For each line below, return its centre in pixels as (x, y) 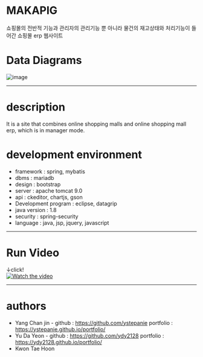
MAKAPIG (32, 11)
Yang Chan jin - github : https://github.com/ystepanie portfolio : (94, 323)
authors (26, 306)
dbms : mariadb (34, 178)
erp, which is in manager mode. (46, 130)
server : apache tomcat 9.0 (49, 190)
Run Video (33, 253)
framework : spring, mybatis (50, 171)
